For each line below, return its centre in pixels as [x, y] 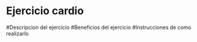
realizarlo [17, 33]
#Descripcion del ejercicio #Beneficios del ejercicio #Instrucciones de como [99, 27]
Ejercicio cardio [45, 11]
